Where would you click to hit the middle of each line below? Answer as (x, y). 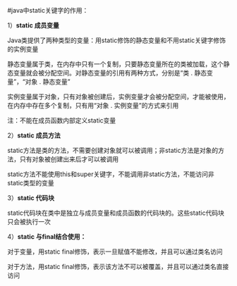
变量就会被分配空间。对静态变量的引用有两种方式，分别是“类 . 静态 (110, 73)
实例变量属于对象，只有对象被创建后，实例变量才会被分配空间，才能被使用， (119, 97)
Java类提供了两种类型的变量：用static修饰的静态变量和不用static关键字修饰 (117, 40)
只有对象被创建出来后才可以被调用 (69, 159)
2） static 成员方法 (34, 135)
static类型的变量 (31, 183)
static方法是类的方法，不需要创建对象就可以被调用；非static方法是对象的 (113, 150)
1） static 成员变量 (34, 25)
